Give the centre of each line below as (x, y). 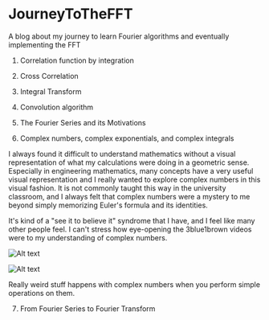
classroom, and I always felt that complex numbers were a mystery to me (129, 196)
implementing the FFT (45, 44)
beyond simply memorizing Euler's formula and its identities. (108, 205)
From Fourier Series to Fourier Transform (88, 308)
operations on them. (42, 293)
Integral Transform (51, 91)
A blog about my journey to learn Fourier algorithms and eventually (119, 36)
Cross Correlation (49, 76)
